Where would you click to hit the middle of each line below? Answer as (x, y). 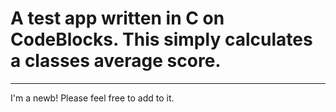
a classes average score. (116, 61)
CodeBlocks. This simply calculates (161, 39)
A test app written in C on (117, 18)
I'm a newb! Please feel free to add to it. (92, 98)
